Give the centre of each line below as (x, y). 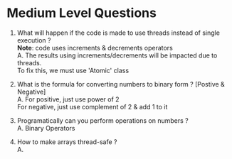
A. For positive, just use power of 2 (68, 99)
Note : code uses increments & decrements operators (95, 48)
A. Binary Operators (46, 128)
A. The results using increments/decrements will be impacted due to (117, 55)
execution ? (34, 40)
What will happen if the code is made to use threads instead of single (118, 33)
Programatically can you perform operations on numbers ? (103, 120)
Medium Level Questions (82, 13)
